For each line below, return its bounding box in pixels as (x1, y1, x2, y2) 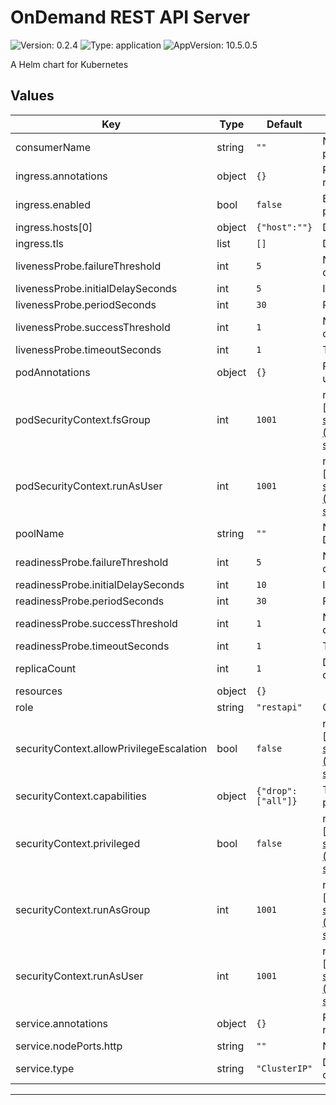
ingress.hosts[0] (15, 220, 93, 234)
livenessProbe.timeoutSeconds (15, 342, 162, 356)
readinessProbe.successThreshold (15, 616, 178, 630)
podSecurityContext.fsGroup (15, 412, 151, 426)
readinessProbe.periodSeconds (15, 594, 165, 608)
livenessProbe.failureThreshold (15, 259, 162, 273)
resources (15, 684, 63, 698)
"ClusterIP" (256, 1062, 313, 1074)
